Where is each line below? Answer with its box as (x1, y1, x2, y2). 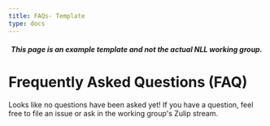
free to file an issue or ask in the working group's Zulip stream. (8, 109, 218, 119)
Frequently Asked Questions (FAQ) (8, 73, 248, 92)
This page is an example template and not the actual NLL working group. (11, 45, 263, 54)
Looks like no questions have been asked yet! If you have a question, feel (8, 100, 254, 110)
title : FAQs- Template (8, 11, 85, 20)
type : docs (8, 20, 46, 28)
